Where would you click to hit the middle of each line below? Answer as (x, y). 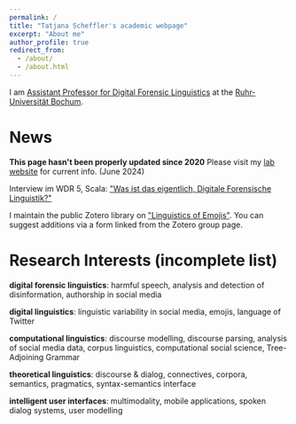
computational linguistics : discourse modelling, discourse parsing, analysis (148, 338)
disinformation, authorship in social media (86, 294)
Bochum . (67, 101)
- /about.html (43, 67)
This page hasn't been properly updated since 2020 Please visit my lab (142, 161)
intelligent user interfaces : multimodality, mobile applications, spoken (138, 401)
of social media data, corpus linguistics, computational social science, (137, 348)
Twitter (22, 321)
